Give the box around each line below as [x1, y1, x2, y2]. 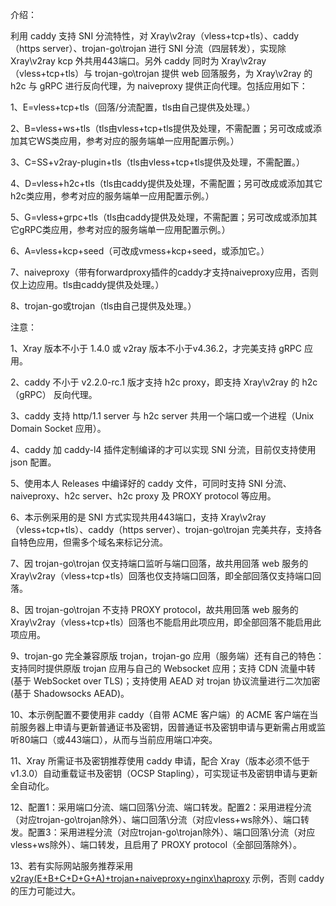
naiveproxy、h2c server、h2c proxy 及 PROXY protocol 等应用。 [10, 490, 277, 502]
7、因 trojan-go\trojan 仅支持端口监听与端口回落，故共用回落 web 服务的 [10, 558, 309, 569]
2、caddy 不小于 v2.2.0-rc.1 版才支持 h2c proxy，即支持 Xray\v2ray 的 [10, 376, 300, 388]
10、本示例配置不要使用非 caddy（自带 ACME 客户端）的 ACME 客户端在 [10, 709, 310, 720]
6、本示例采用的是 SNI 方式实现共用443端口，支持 [10, 511, 219, 523]
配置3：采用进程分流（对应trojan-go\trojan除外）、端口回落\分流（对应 [27, 826, 316, 838]
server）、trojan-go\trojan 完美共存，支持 [145, 524, 314, 535]
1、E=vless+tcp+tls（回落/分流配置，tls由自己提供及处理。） [10, 101, 256, 113]
